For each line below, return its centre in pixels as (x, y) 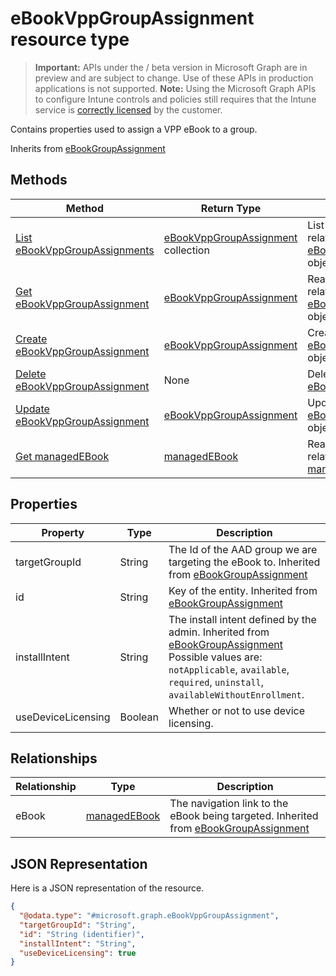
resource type (70, 39)
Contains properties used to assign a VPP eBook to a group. (134, 129)
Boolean (139, 717)
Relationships (54, 758)
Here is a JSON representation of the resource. (107, 888)
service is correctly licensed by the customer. (128, 109)
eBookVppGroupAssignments (85, 250)
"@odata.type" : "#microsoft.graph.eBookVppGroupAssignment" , (149, 916)
